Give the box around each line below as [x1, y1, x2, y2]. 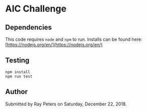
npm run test [5, 74, 33, 79]
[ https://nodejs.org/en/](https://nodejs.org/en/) [5, 42, 103, 48]
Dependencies [5, 23, 52, 32]
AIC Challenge [5, 3, 67, 15]
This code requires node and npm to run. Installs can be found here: [5, 36, 142, 42]
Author [5, 87, 28, 96]
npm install [5, 69, 30, 74]
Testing [5, 56, 30, 65]
